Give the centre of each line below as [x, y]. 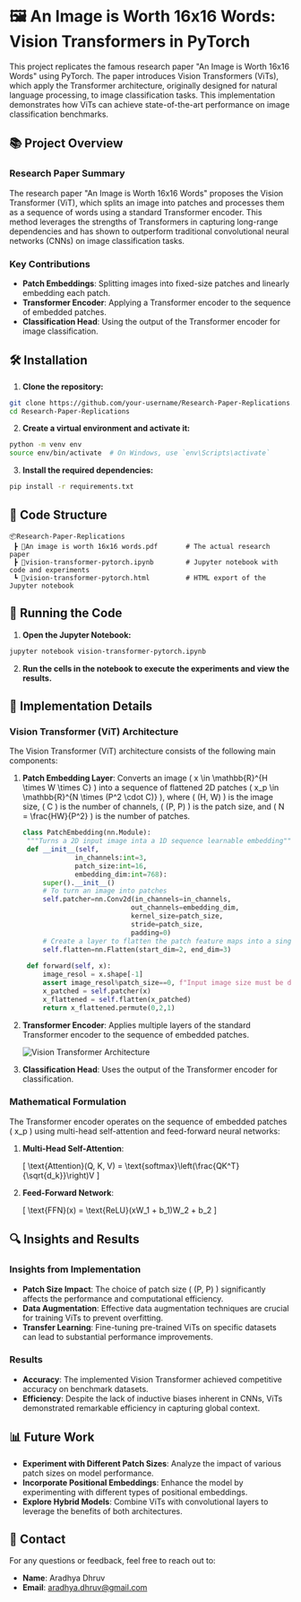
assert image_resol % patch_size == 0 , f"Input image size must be [163, 983]
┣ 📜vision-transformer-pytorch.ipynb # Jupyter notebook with [146, 562]
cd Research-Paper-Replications [69, 411]
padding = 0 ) [151, 933]
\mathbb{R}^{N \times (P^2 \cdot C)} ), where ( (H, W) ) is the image [147, 797]
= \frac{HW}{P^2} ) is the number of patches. [106, 816]
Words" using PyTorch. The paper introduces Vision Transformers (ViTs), [144, 75]
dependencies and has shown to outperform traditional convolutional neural [149, 231]
